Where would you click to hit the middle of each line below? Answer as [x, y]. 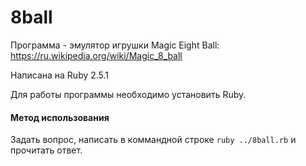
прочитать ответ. [46, 150]
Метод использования [60, 117]
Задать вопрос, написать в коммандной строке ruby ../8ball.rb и [153, 140]
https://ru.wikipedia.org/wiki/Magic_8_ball [96, 55]
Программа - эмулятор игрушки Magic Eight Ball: [115, 45]
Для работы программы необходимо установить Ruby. [128, 94]
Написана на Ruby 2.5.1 [60, 75]
